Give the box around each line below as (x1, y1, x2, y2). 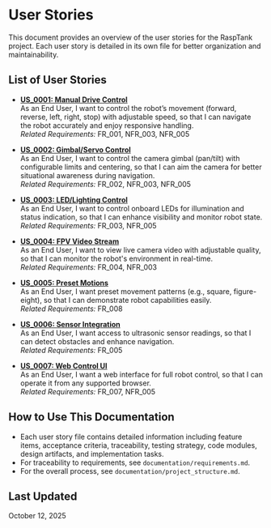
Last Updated (8, 489, 78, 503)
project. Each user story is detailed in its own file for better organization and (8, 40, 261, 50)
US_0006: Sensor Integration (19, 319, 121, 329)
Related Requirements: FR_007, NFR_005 (19, 386, 156, 396)
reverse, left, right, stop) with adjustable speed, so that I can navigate (19, 112, 252, 121)
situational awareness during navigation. (19, 170, 155, 180)
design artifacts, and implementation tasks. (19, 449, 164, 458)
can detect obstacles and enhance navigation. (19, 336, 175, 346)
